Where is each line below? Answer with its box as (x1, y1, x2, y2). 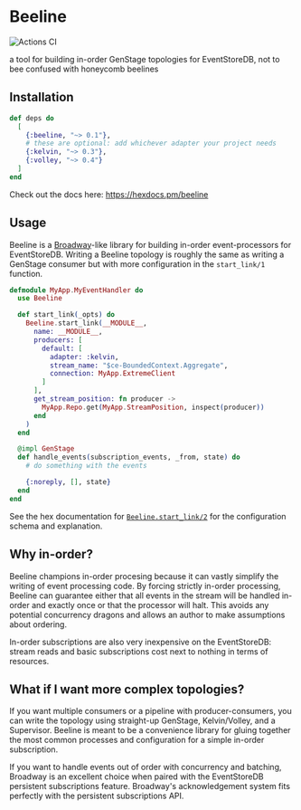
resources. (9, 655, 50, 666)
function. (9, 268, 43, 279)
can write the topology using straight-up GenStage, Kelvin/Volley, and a (9, 715, 276, 726)
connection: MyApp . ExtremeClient (49, 369, 176, 378)
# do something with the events (25, 462, 147, 471)
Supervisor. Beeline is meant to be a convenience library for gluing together (9, 725, 291, 736)
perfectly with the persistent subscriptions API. (9, 790, 184, 802)
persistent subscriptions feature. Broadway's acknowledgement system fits (9, 781, 291, 792)
